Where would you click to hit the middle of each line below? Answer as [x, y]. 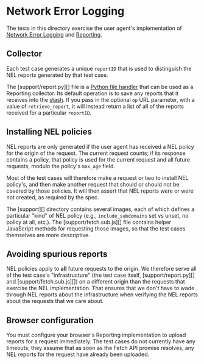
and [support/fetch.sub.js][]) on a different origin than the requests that [96, 282]
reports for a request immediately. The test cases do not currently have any [101, 341]
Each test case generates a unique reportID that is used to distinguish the [99, 68]
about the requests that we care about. [55, 301]
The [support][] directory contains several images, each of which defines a [100, 209]
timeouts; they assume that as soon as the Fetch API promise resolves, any [100, 348]
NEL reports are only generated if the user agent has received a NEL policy [100, 146]
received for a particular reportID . [49, 112]
